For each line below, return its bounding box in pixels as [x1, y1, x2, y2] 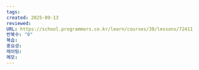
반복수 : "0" [6, 32, 33, 38]
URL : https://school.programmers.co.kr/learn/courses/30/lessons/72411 [6, 26, 193, 32]
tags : [6, 9, 20, 15]
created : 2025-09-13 [6, 15, 59, 21]
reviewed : [6, 20, 32, 26]
